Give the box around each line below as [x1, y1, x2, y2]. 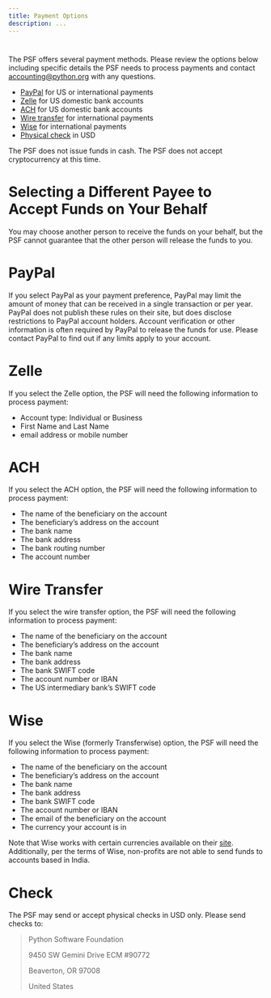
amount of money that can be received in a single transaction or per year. [8, 298, 253, 308]
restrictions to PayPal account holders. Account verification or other [8, 316, 235, 326]
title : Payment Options [8, 11, 89, 20]
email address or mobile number [19, 429, 129, 439]
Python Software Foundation [28, 935, 124, 945]
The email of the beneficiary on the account [19, 814, 167, 823]
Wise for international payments [19, 121, 127, 131]
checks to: [8, 919, 44, 928]
